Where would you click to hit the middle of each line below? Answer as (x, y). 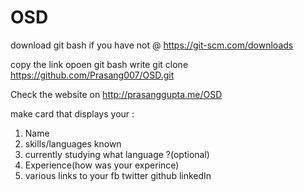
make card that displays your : (72, 113)
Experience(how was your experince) (102, 165)
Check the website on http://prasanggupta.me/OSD (116, 94)
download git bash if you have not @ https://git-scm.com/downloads (152, 45)
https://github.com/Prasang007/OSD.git (92, 75)
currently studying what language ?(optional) (117, 154)
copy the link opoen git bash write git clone (99, 64)
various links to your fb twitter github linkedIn (118, 175)
